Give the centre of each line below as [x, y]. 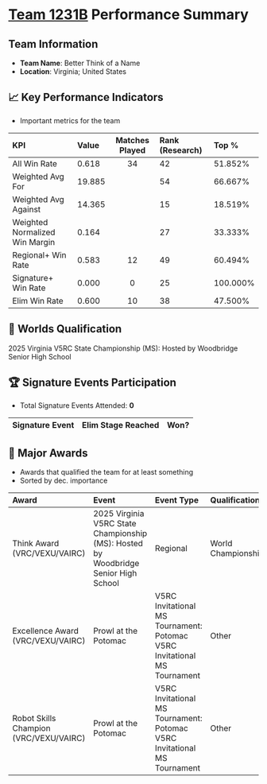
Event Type [176, 500]
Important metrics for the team [70, 120]
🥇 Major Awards [48, 453]
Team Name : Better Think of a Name [80, 63]
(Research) [181, 150]
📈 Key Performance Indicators [86, 97]
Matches [132, 140]
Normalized [34, 232]
